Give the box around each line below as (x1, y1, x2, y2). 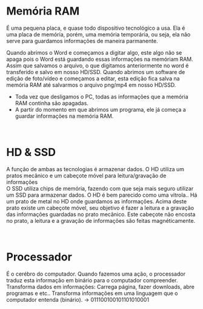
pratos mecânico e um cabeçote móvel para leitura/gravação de (6, 172, 167, 179)
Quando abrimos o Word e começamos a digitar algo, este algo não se (6, 49, 182, 56)
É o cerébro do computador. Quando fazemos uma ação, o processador (6, 270, 186, 277)
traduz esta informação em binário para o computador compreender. (6, 276, 178, 284)
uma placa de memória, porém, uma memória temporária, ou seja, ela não (6, 30, 191, 38)
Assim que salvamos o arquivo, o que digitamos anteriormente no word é (6, 62, 189, 69)
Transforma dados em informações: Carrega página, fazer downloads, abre (6, 283, 195, 290)
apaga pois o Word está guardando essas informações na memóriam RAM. (6, 55, 194, 63)
